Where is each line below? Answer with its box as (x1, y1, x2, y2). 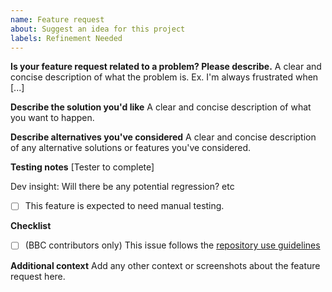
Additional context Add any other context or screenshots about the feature (10, 259, 321, 271)
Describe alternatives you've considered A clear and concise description (10, 131, 317, 143)
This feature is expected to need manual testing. (24, 200, 225, 212)
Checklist (10, 220, 52, 232)
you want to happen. (10, 112, 95, 124)
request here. (10, 270, 66, 282)
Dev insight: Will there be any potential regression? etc (10, 181, 235, 193)
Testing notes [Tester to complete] (10, 161, 155, 173)
